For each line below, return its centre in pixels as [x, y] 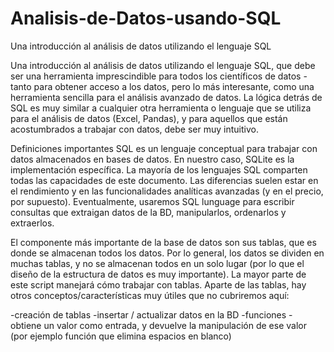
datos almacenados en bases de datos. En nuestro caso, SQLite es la [152, 159]
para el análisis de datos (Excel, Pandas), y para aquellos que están [149, 118]
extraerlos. [32, 223]
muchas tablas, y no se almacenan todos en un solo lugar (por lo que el [157, 263]
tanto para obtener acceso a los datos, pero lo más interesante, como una [162, 86]
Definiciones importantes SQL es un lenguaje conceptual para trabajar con [164, 148]
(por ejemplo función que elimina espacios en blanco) [121, 336]
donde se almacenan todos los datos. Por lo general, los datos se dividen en [167, 253]
